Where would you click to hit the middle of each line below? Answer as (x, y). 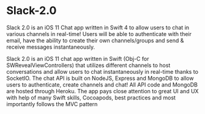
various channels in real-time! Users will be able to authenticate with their (99, 34)
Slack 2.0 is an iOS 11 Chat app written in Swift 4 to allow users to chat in (98, 27)
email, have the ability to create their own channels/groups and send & (95, 40)
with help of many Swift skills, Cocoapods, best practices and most (91, 98)
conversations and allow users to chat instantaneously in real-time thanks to (102, 71)
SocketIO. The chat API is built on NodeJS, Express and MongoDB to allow (100, 78)
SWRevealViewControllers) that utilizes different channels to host (88, 65)
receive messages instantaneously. (51, 47)
